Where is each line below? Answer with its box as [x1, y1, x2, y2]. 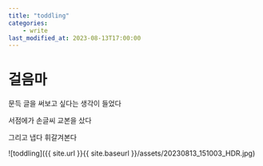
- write [22, 26, 48, 34]
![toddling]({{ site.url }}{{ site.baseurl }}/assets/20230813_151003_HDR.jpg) [8, 148, 256, 158]
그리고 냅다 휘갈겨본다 [8, 132, 78, 142]
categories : [8, 19, 48, 27]
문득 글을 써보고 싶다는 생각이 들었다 [8, 99, 122, 109]
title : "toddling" [8, 11, 70, 20]
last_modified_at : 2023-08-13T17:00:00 [8, 34, 141, 42]
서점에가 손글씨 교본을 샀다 [8, 116, 92, 125]
